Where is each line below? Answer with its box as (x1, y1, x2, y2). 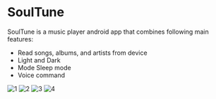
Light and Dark (17, 55, 61, 64)
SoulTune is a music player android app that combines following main (7, 27, 210, 36)
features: (7, 34, 34, 43)
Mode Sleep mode (17, 63, 72, 72)
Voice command (17, 71, 66, 79)
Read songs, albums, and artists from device (17, 48, 148, 57)
